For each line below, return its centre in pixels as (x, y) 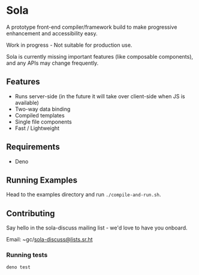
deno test (19, 267)
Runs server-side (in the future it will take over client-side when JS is (100, 96)
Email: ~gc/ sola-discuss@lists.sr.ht (49, 240)
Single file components (43, 122)
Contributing (31, 213)
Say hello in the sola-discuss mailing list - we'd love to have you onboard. (97, 228)
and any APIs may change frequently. (52, 63)
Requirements (33, 147)
